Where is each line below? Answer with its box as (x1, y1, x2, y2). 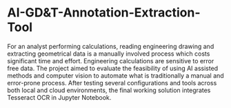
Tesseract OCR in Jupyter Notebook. (7, 93, 112, 101)
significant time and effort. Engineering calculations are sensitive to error (7, 56, 214, 65)
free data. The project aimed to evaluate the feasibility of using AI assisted (7, 64, 219, 72)
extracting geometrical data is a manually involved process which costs (7, 50, 210, 58)
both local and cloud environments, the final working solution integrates (7, 86, 211, 94)
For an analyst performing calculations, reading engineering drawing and (7, 42, 214, 50)
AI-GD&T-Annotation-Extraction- (7, 5, 201, 21)
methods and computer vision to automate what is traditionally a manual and (7, 71, 224, 80)
